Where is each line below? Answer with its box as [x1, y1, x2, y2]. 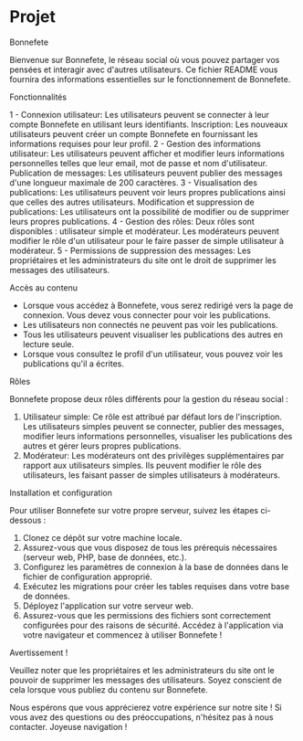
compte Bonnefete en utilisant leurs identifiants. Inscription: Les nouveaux [9, 119, 288, 130]
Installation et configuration [9, 487, 112, 498]
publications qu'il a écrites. [22, 358, 125, 369]
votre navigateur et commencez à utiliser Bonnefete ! [22, 629, 223, 640]
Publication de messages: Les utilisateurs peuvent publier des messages [9, 167, 283, 178]
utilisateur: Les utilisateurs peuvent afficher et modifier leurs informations [9, 148, 285, 159]
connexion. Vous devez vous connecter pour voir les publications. [22, 309, 271, 321]
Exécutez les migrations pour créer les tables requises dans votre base [22, 580, 290, 591]
